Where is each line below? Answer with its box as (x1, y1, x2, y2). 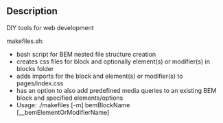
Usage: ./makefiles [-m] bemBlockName (16, 100, 130, 109)
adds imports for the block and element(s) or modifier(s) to (16, 72, 183, 80)
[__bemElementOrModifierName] (16, 108, 110, 116)
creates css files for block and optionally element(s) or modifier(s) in (16, 57, 211, 66)
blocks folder (16, 64, 54, 72)
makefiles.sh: (6, 37, 44, 45)
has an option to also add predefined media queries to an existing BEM (16, 86, 217, 94)
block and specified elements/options (16, 94, 124, 102)
